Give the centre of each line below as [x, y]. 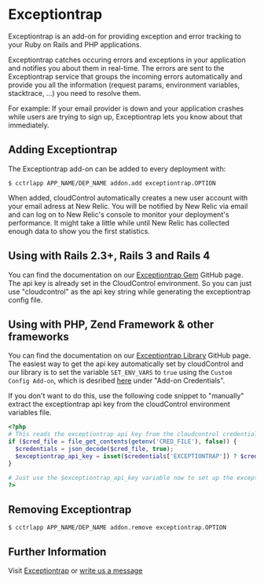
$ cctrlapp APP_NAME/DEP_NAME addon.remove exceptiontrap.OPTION [117, 528]
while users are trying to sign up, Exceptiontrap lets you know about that [125, 116]
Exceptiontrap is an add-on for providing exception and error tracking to [125, 36]
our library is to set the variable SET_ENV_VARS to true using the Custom [120, 372]
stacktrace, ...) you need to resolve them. [75, 93]
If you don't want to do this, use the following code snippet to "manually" [126, 396]
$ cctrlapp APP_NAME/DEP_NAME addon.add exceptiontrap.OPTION [112, 183]
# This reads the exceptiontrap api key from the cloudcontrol [114, 434]
